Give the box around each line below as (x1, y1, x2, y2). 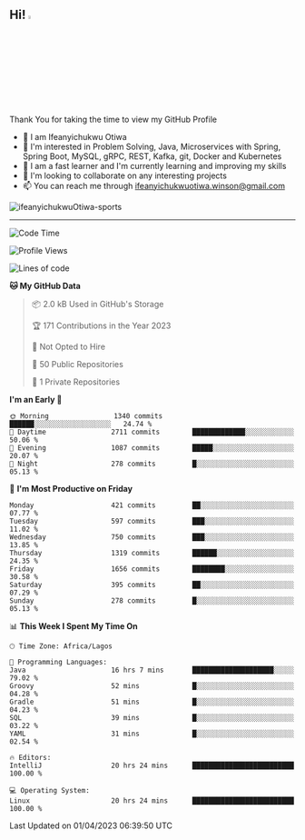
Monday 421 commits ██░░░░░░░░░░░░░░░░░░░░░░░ (9, 500, 295, 510)
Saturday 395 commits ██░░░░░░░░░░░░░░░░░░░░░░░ (9, 580, 295, 589)
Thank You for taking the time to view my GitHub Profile (9, 114, 218, 125)
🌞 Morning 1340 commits (9, 411, 163, 421)
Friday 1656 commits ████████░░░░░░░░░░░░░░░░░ (9, 564, 295, 574)
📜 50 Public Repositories (31, 358, 124, 369)
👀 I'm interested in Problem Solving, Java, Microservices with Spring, (22, 141, 281, 152)
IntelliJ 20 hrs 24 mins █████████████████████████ (9, 761, 295, 770)
